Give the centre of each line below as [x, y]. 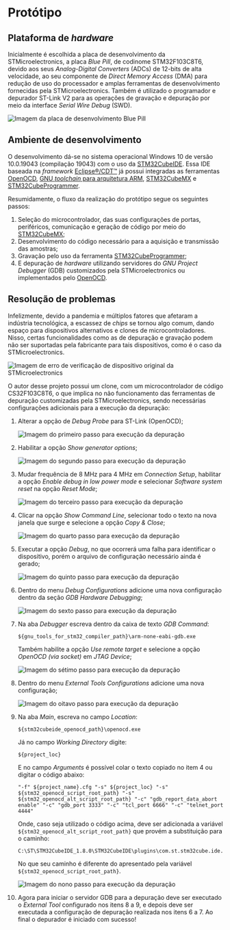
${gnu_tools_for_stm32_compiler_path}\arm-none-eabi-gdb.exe [107, 636]
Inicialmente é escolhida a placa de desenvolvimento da [87, 54]
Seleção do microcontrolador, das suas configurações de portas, [109, 219]
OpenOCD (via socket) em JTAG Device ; [75, 656]
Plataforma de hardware [61, 38]
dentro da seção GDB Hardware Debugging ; [80, 597]
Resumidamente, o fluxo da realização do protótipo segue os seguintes [108, 199]
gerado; [29, 564]
